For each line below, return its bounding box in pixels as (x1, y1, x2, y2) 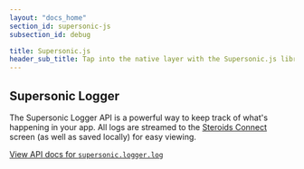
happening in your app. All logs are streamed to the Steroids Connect (9, 121, 268, 132)
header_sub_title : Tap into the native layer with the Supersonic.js (9, 55, 278, 64)
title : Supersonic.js (9, 46, 91, 55)
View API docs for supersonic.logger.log (9, 148, 164, 159)
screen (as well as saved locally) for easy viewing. (9, 131, 197, 142)
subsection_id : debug (9, 30, 91, 39)
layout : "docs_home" (9, 13, 88, 23)
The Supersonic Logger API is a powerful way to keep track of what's (9, 112, 269, 123)
